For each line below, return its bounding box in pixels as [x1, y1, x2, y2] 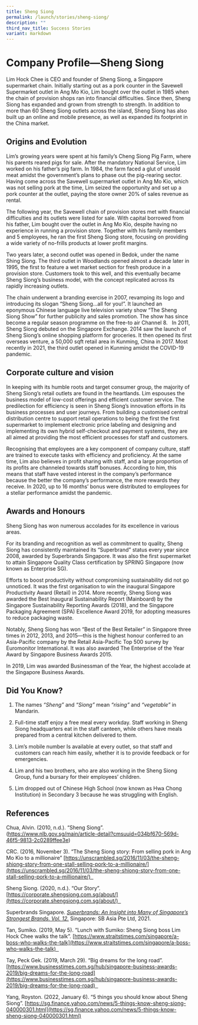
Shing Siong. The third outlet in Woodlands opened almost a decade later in [6, 257, 190, 264]
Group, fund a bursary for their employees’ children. [14, 773, 141, 781]
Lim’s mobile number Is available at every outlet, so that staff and [14, 743, 173, 750]
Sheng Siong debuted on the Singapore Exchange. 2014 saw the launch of [6, 325, 187, 332]
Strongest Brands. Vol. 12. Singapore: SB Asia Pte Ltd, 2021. [6, 915, 151, 922]
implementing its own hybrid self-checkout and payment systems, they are [6, 427, 187, 434]
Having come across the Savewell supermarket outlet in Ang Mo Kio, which [6, 178, 189, 185]
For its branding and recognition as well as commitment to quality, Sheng [6, 540, 183, 547]
